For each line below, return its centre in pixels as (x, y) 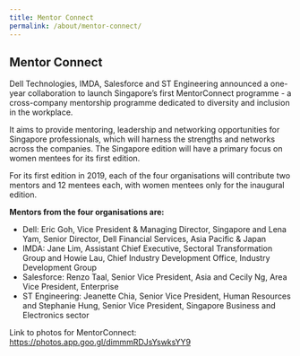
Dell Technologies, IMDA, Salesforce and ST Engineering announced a (139, 84)
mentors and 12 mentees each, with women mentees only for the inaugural (147, 186)
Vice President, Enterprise (70, 287)
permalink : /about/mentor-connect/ (76, 26)
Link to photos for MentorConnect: (73, 333)
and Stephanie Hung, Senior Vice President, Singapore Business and (149, 306)
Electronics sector (56, 316)
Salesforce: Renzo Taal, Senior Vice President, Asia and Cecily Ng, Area (155, 277)
